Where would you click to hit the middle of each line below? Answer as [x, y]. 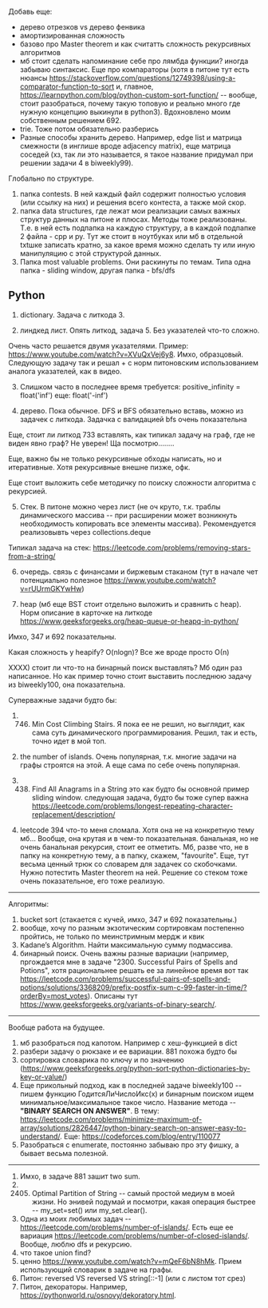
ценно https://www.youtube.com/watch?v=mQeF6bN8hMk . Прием [130, 1261]
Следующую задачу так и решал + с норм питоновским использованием [134, 362]
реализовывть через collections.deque [85, 532]
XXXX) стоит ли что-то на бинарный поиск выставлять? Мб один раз [126, 668]
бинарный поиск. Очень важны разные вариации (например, [124, 953]
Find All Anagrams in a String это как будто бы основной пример [140, 789]
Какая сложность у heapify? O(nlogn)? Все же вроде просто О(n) [119, 652]
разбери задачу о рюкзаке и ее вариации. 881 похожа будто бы [128, 1051]
